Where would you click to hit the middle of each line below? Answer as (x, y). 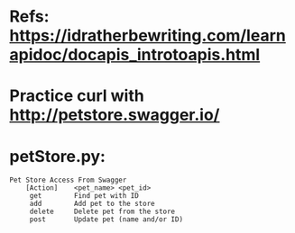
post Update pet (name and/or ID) (106, 220)
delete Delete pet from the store (102, 212)
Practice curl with (77, 96)
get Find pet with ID (84, 196)
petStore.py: (58, 156)
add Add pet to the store (92, 204)
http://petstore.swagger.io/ (115, 115)
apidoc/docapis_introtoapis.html (135, 55)
